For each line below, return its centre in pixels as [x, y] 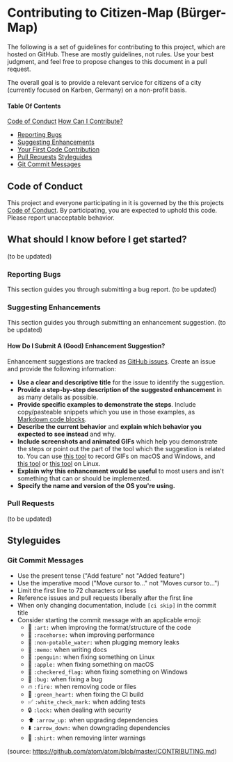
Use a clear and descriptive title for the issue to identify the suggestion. [121, 382]
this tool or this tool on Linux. [59, 463]
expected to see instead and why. [66, 434]
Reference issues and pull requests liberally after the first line [105, 598]
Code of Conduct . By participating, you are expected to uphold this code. [112, 210]
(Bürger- [201, 13]
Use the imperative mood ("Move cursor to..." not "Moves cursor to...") [118, 583]
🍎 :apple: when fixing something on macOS [91, 664]
